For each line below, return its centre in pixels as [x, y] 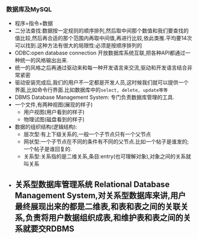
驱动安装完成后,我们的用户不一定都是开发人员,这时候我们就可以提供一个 [102, 83]
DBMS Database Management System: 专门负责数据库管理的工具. [94, 97]
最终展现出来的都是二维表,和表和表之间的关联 [98, 206]
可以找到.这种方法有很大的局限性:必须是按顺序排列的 [78, 46]
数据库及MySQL [29, 9]
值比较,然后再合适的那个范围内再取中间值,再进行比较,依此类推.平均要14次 [103, 38]
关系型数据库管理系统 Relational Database [92, 184]
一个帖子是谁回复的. [48, 149]
